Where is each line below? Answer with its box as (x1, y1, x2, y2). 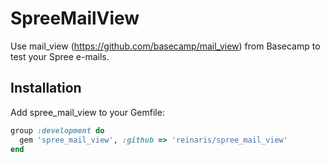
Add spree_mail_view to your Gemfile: (10, 106, 165, 118)
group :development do (10, 125, 105, 136)
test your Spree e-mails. (10, 50, 110, 62)
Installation (10, 80, 82, 97)
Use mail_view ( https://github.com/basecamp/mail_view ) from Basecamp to (10, 40, 321, 52)
